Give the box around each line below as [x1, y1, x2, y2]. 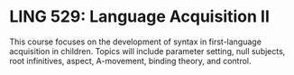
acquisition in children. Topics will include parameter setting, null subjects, [9, 45, 286, 56]
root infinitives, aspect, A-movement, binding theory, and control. [9, 55, 252, 66]
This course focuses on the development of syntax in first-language [9, 36, 262, 47]
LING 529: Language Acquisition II [9, 6, 271, 27]
